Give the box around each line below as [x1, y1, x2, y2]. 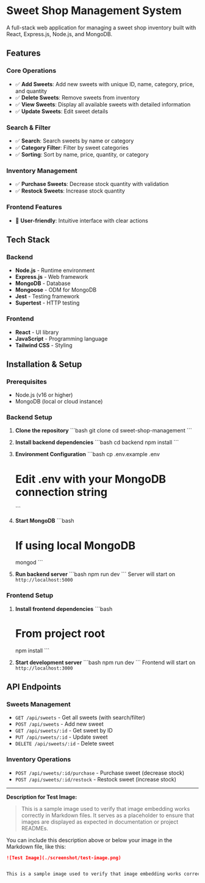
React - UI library [15, 328, 59, 336]
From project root [15, 626, 106, 640]
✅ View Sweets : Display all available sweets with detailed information [15, 100, 191, 108]
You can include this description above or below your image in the [6, 836, 173, 844]
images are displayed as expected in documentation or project [21, 818, 179, 826]
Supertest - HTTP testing [15, 299, 80, 306]
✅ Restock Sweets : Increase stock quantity [15, 187, 125, 194]
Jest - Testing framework [15, 293, 80, 300]
